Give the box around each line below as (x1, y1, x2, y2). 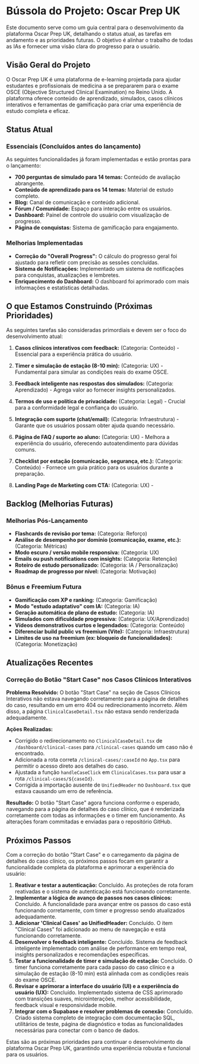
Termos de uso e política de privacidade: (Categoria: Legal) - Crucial (14, 397, 186, 405)
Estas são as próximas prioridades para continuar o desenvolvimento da (6, 1038, 183, 1046)
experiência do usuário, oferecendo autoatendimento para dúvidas (14, 440, 179, 447)
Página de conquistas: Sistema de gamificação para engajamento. (14, 224, 179, 231)
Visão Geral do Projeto (6, 60, 91, 70)
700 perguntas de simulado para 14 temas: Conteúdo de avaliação (14, 173, 181, 181)
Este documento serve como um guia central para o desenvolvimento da (6, 24, 184, 31)
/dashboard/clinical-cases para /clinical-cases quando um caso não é (14, 744, 193, 751)
